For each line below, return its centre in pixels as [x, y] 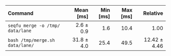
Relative [153, 13]
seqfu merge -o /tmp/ [34, 26]
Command [21, 13]
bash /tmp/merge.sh [31, 40]
